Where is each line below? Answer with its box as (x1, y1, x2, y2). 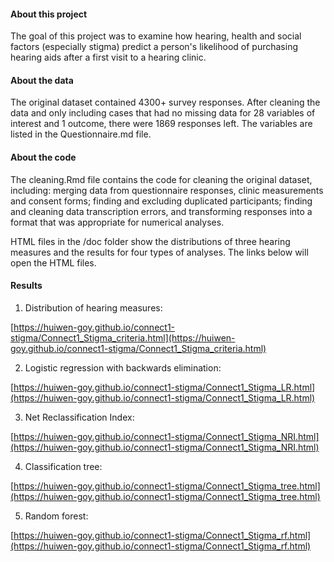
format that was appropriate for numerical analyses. (10, 216, 225, 228)
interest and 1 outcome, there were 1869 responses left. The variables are (10, 118, 313, 130)
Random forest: (24, 510, 89, 522)
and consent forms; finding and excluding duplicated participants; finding (10, 195, 313, 207)
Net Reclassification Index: (24, 411, 135, 423)
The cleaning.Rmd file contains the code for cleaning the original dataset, (10, 173, 313, 185)
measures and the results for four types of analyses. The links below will (10, 246, 309, 258)
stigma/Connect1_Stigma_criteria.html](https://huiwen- (10, 331, 236, 344)
